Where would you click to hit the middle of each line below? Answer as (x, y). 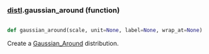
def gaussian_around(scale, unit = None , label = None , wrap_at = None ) (105, 30)
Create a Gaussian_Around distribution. (63, 44)
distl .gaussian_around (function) (63, 10)
